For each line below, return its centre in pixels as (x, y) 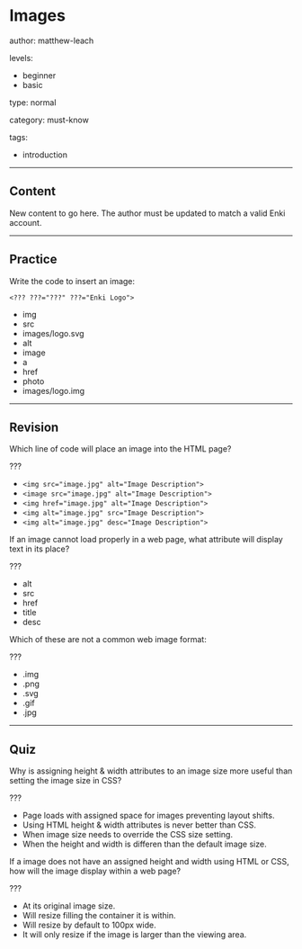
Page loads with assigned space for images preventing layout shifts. (148, 816)
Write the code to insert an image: (72, 281)
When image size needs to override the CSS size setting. (128, 835)
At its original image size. (69, 906)
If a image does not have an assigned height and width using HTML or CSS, (149, 862)
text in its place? (40, 549)
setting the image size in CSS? (66, 781)
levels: (21, 58)
